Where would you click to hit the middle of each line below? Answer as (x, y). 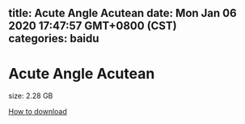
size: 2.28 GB (31, 96)
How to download (38, 112)
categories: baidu (54, 38)
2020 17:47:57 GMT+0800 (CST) (93, 26)
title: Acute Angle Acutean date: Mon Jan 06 (122, 13)
